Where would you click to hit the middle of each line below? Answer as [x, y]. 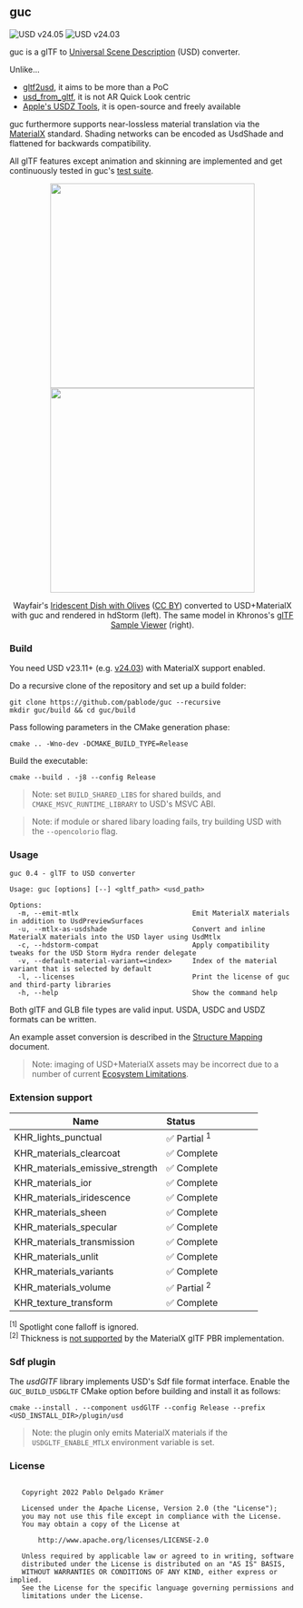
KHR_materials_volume [63, 1287]
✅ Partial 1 [189, 1137]
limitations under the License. [83, 1596]
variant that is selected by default [81, 970]
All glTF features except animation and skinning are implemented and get [146, 161]
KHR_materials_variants [64, 1271]
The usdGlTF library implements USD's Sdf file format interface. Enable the [150, 1381]
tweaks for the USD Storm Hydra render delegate [103, 953]
